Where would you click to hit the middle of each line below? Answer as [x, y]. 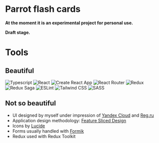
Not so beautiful [31, 103]
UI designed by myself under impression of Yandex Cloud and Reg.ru [83, 115]
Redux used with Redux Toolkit [44, 136]
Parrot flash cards [43, 9]
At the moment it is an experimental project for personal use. [69, 23]
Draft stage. [18, 32]
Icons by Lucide [29, 126]
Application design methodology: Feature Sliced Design [69, 120]
